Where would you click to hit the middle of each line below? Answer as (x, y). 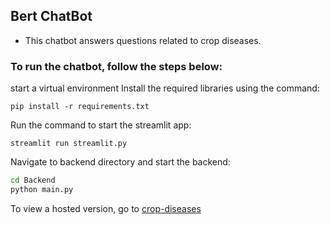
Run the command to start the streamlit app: (101, 125)
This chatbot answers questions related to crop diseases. (143, 40)
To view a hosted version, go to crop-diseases (106, 208)
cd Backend (33, 180)
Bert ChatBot (51, 16)
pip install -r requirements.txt (80, 107)
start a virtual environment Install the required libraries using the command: (165, 88)
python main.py (42, 189)
